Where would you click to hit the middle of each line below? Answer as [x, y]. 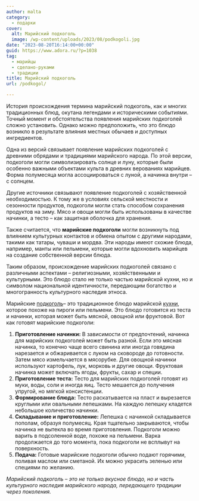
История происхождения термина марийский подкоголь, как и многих [97, 106]
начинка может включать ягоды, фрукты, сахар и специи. [88, 372]
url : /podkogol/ [26, 84]
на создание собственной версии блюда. [59, 255]
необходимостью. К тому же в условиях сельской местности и [87, 199]
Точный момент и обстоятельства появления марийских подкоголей [94, 119]
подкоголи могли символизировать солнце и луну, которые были [90, 162]
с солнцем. [20, 181]
